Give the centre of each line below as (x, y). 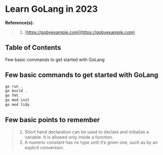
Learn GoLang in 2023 (51, 9)
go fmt (12, 95)
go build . (16, 91)
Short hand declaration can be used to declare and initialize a (87, 132)
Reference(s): (20, 23)
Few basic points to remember (52, 120)
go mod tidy (17, 105)
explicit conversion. (44, 147)
